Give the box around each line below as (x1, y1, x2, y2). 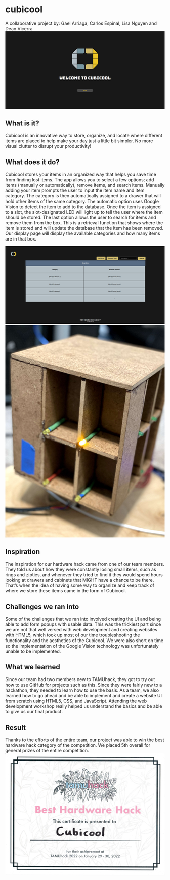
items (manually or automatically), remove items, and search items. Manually (5, 182, 165, 188)
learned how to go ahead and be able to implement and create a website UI (5, 692, 162, 698)
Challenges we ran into (5, 603, 79, 611)
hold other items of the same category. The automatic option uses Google (5, 198, 159, 204)
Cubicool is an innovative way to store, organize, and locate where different (5, 132, 163, 138)
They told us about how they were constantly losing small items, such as (5, 566, 156, 573)
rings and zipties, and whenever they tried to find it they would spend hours (5, 572, 163, 578)
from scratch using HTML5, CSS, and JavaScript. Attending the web (5, 698, 147, 704)
